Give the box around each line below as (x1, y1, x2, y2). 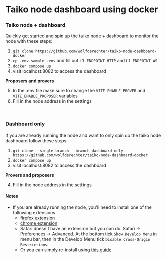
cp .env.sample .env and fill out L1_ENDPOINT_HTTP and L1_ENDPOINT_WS (12, 58, 158, 64)
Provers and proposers (5, 172, 54, 178)
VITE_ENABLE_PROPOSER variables (12, 93, 78, 99)
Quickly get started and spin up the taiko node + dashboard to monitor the (5, 33, 159, 39)
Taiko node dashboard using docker (5, 4, 158, 15)
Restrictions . (20, 241, 49, 247)
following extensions (12, 209, 56, 215)
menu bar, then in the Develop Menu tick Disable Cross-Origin (20, 236, 151, 242)
